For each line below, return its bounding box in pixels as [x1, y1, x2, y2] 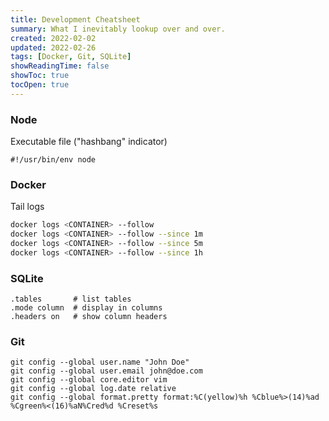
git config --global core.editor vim [10, 375, 168, 385]
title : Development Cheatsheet [10, 14, 141, 25]
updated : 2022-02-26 [10, 42, 97, 53]
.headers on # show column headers [10, 312, 168, 322]
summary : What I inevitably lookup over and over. [10, 24, 226, 34]
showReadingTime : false [10, 61, 110, 71]
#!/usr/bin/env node [10, 155, 97, 165]
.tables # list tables [10, 294, 132, 305]
